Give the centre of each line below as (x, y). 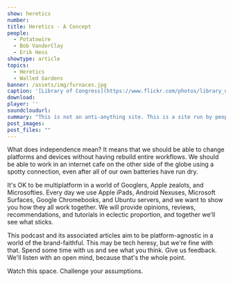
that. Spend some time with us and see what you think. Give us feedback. (112, 250)
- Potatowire (32, 40)
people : (18, 33)
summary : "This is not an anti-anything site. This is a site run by (110, 117)
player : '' (23, 104)
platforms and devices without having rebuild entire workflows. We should (113, 157)
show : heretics (29, 14)
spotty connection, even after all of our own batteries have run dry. (103, 172)
